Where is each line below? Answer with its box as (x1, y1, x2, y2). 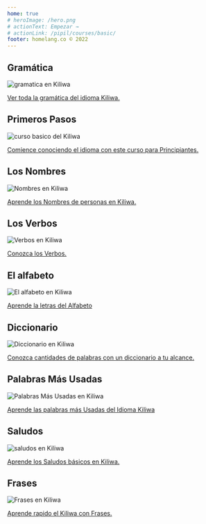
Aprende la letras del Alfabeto (7, 301, 92, 310)
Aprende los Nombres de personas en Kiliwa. (7, 197, 137, 205)
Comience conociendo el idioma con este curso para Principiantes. (7, 145, 199, 153)
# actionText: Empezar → (7, 23, 79, 30)
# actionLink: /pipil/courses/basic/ (7, 29, 117, 37)
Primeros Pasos (7, 114, 77, 126)
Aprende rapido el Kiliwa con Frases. (7, 509, 112, 518)
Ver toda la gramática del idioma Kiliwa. (7, 93, 120, 101)
